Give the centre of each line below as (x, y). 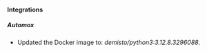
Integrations (25, 10)
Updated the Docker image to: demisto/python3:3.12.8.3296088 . (109, 42)
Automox (21, 25)
